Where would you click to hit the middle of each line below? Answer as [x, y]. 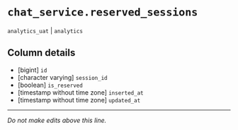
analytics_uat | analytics [45, 30]
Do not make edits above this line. [57, 120]
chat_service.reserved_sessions [103, 12]
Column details [41, 53]
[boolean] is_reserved [50, 85]
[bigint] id [32, 70]
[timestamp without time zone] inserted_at [80, 92]
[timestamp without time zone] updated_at [79, 100]
